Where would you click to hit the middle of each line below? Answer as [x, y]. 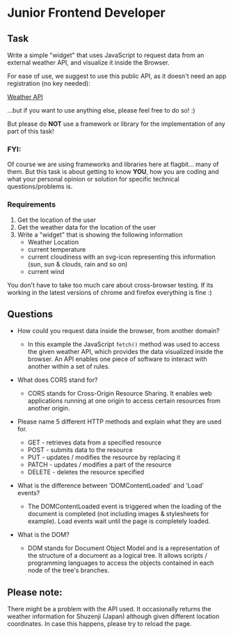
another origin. [49, 408]
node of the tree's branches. [69, 570]
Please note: [35, 592]
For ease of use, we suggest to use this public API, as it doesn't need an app [117, 76]
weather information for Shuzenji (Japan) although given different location [113, 616]
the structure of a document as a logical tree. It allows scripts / [117, 556]
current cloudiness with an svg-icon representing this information [121, 257]
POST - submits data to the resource [80, 450]
